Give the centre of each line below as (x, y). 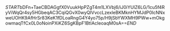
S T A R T (13, 7)
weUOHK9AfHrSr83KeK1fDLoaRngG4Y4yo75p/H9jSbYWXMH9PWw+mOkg (85, 18)
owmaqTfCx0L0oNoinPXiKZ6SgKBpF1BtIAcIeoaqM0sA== (66, 23)
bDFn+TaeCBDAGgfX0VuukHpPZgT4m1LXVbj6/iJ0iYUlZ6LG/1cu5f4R (92, 7)
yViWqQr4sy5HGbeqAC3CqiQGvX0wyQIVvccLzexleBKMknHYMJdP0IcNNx (85, 12)
